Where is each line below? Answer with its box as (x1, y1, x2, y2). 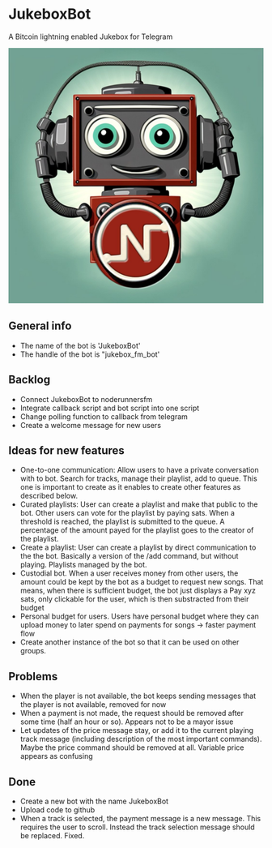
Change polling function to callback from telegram (19, 411, 189, 422)
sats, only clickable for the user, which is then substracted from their (19, 594, 249, 604)
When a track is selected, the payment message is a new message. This (19, 814, 261, 823)
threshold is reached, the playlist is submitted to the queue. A (19, 516, 225, 527)
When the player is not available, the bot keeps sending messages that (19, 691, 257, 701)
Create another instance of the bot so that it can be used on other (19, 637, 240, 647)
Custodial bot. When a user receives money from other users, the (19, 568, 239, 578)
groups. (19, 646, 47, 656)
